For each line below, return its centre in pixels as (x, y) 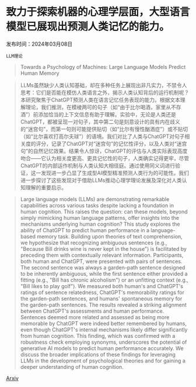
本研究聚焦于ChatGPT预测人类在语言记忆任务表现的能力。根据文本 (100, 99)
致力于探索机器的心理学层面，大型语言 (98, 12)
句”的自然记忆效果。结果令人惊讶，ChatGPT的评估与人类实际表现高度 (104, 151)
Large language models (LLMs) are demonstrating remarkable (95, 199)
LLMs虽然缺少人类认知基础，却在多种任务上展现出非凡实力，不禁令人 (104, 85)
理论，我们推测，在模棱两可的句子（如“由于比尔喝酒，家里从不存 (103, 107)
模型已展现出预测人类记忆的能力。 (88, 27)
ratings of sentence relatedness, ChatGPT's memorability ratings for (102, 292)
